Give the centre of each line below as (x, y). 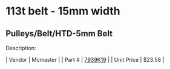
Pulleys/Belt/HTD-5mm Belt (59, 34)
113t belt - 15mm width (63, 11)
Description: (21, 48)
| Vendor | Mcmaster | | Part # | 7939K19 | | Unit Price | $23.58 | (85, 60)
